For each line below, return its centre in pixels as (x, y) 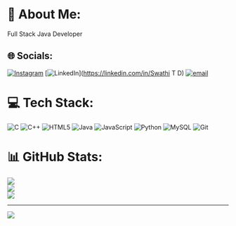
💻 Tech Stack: (51, 102)
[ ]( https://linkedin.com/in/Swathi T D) (114, 73)
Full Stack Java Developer (45, 34)
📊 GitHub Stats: (55, 157)
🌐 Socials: (30, 56)
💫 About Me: (44, 14)
